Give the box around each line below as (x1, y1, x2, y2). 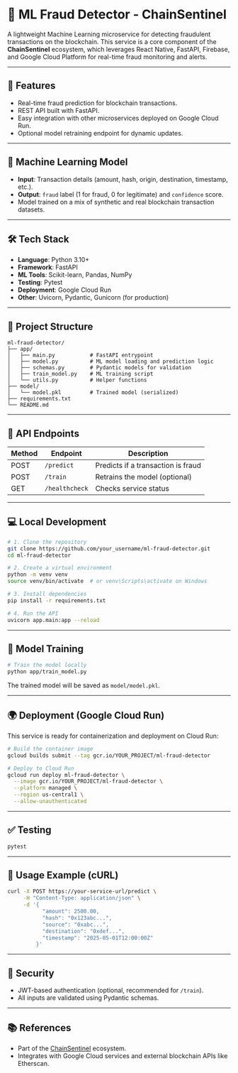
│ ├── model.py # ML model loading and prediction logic (7, 358, 214, 365)
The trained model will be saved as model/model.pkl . (7, 681, 161, 690)
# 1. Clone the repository (7, 538, 87, 545)
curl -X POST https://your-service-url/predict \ (7, 888, 157, 895)
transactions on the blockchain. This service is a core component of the (7, 37, 217, 45)
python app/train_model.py (7, 668, 87, 675)
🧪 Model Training (7, 643, 84, 655)
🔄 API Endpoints (7, 427, 80, 440)
